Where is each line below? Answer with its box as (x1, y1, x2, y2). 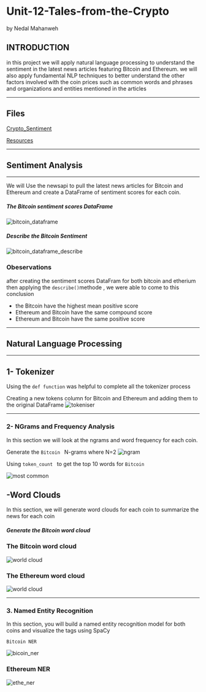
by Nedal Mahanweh (6, 25, 59, 32)
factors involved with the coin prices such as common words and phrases (6, 78, 193, 85)
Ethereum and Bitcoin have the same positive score (15, 315, 145, 322)
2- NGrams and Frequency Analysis (6, 422, 115, 431)
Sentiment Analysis (6, 160, 83, 170)
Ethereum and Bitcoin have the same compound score (15, 308, 153, 316)
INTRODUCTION (6, 42, 70, 53)
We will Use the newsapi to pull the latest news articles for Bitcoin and (6, 182, 183, 190)
